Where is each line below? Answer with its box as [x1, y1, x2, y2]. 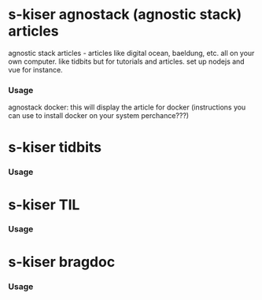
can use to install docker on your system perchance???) [8, 111, 190, 120]
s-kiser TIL [8, 195, 80, 213]
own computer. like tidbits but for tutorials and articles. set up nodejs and [8, 57, 245, 66]
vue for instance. [8, 65, 63, 74]
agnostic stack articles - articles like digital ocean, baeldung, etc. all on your [8, 48, 255, 57]
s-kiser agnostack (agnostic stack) [8, 6, 242, 24]
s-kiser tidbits [8, 139, 102, 157]
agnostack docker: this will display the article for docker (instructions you [8, 102, 246, 112]
